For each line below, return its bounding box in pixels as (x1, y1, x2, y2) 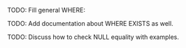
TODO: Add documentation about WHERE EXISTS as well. (7, 19, 173, 27)
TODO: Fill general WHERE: (7, 6, 86, 14)
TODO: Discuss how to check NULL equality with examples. (7, 33, 180, 41)
